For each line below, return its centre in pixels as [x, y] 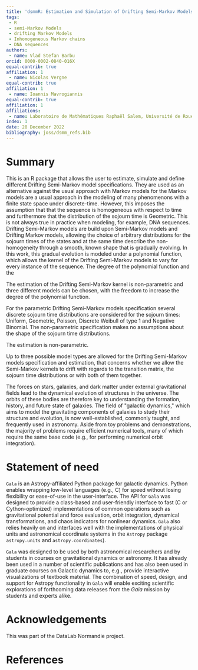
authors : [17, 50]
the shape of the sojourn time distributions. [58, 333]
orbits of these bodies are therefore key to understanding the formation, [93, 399]
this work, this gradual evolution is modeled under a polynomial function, [94, 254]
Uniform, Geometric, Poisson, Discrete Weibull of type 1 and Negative [90, 321]
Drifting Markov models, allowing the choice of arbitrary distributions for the [98, 235]
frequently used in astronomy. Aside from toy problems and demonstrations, [99, 424]
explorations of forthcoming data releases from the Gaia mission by [88, 589]
